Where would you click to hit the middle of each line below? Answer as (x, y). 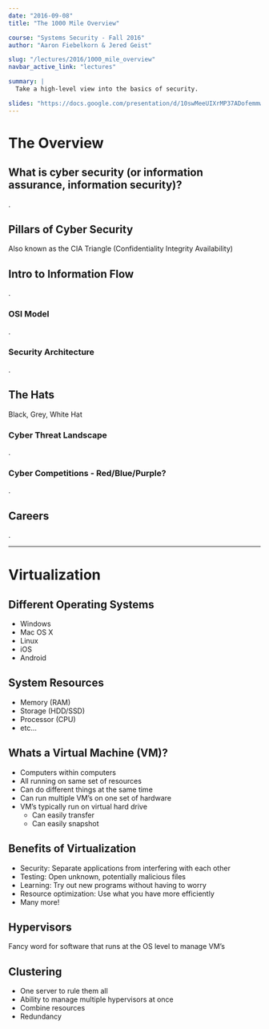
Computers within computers (68, 772)
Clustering (35, 972)
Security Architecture (51, 352)
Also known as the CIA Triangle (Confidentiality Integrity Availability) (121, 248)
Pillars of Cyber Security (71, 230)
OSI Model (29, 314)
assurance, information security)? (95, 185)
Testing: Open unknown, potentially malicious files (103, 876)
